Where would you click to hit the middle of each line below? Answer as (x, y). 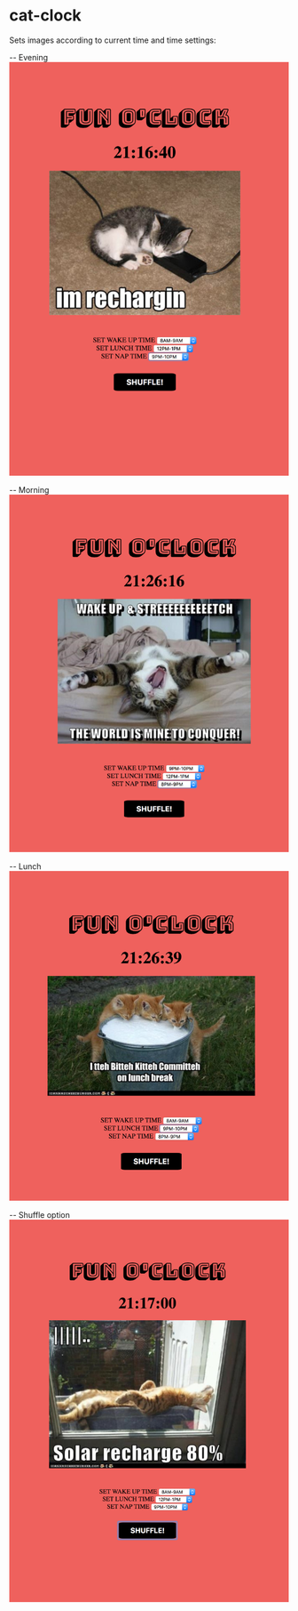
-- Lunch (25, 866)
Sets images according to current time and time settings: (113, 40)
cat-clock (45, 16)
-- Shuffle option (40, 1215)
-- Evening (29, 57)
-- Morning (29, 489)
